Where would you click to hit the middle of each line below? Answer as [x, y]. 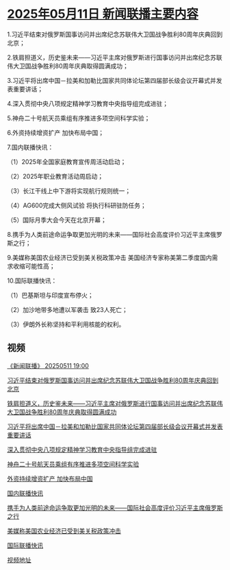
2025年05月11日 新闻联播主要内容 [103, 14]
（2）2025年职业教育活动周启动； [55, 176]
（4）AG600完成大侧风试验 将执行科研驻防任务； [77, 205]
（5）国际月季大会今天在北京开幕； [57, 220]
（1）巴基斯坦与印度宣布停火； [50, 295]
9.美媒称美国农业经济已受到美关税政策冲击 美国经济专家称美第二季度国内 [110, 257]
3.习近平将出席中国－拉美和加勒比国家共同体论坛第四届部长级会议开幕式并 [112, 80]
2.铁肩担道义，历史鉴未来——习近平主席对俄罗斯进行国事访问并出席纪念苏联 [115, 57]
